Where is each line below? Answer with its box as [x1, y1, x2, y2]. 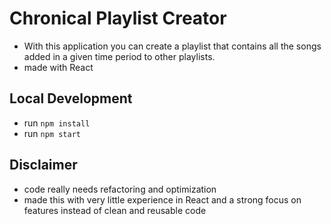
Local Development [9, 90, 133, 107]
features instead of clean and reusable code [23, 204, 207, 216]
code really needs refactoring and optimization [23, 183, 217, 195]
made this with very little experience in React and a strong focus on [23, 193, 302, 206]
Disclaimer [9, 157, 78, 174]
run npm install [23, 117, 91, 129]
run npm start [23, 127, 81, 139]
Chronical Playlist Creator [9, 7, 227, 30]
